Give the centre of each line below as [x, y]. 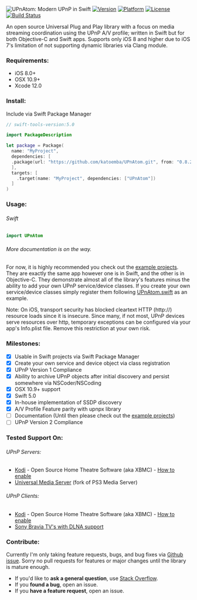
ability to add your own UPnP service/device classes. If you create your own [98, 286]
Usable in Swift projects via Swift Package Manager [77, 356]
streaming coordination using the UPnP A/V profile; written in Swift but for [95, 33]
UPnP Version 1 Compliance [48, 370]
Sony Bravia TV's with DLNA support [59, 526]
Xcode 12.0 [28, 86]
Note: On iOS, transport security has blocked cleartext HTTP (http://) [89, 310]
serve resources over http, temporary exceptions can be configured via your [98, 322]
